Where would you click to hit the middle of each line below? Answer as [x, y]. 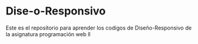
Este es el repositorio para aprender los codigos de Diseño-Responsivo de [99, 28]
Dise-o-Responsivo [56, 11]
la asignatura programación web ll [48, 34]
